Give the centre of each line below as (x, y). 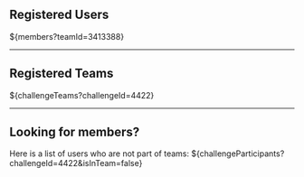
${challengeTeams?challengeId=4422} (82, 95)
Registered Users (59, 15)
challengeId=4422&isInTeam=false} (76, 163)
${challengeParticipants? (238, 154)
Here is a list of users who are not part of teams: (100, 154)
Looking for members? (75, 132)
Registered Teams (62, 74)
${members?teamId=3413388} (67, 36)
